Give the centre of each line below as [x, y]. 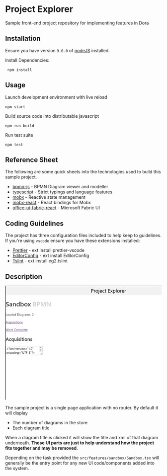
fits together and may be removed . [42, 448]
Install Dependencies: [27, 60]
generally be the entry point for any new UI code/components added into [80, 463]
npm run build [20, 126]
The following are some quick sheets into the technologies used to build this [83, 172]
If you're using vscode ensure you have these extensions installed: [73, 241]
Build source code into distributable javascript [52, 116]
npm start [15, 107]
